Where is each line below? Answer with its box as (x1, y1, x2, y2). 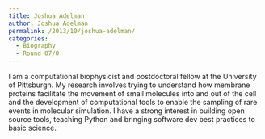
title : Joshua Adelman (8, 11, 85, 20)
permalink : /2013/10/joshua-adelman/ (8, 27, 136, 35)
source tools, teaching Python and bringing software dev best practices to (8, 115, 256, 124)
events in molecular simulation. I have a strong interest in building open (8, 106, 245, 116)
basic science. (8, 123, 57, 133)
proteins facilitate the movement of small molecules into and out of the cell (8, 89, 257, 98)
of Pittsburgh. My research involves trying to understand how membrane (8, 80, 250, 90)
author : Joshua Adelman (8, 19, 89, 27)
